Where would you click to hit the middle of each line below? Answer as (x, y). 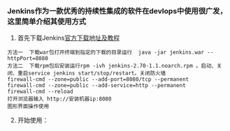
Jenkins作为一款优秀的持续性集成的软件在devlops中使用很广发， (117, 10)
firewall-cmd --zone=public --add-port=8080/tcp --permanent (98, 79)
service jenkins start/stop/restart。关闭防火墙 (97, 74)
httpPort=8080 (28, 59)
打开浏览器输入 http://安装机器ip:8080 (59, 99)
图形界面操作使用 (28, 107)
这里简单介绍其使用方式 (46, 21)
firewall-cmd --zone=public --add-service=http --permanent (97, 86)
